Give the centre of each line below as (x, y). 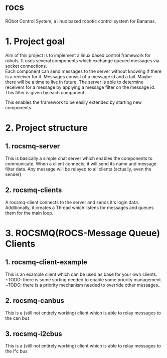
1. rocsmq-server (33, 146)
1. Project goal (35, 41)
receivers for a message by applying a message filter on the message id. (80, 87)
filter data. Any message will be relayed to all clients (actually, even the (78, 169)
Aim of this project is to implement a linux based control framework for (78, 55)
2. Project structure (46, 128)
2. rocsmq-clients (34, 190)
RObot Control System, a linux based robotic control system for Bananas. (81, 21)
